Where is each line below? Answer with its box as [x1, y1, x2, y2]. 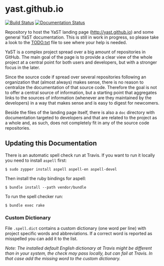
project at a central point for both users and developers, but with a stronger [5, 59, 157, 65]
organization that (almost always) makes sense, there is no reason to [5, 79, 144, 85]
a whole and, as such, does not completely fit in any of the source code [5, 120, 149, 126]
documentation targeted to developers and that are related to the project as [5, 114, 158, 120]
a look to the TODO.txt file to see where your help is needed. [5, 39, 127, 45]
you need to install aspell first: [5, 157, 67, 163]
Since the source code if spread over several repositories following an [5, 74, 146, 80]
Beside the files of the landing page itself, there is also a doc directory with [5, 109, 155, 115]
